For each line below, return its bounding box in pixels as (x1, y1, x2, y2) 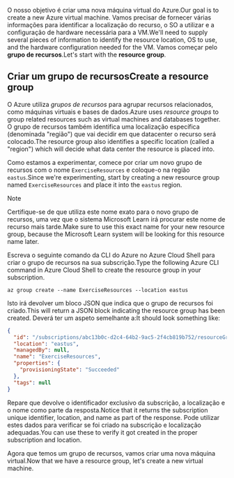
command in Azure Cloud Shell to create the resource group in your (7, 266, 201, 274)
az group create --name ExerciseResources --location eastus (7, 287, 189, 294)
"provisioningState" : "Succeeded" (19, 366, 120, 373)
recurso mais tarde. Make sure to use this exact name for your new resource (7, 222, 225, 231)
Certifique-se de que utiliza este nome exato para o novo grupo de (7, 208, 198, 216)
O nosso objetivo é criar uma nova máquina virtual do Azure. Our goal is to (7, 6, 219, 14)
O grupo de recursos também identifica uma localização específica (7, 122, 200, 131)
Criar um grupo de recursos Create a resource (7, 71, 209, 82)
